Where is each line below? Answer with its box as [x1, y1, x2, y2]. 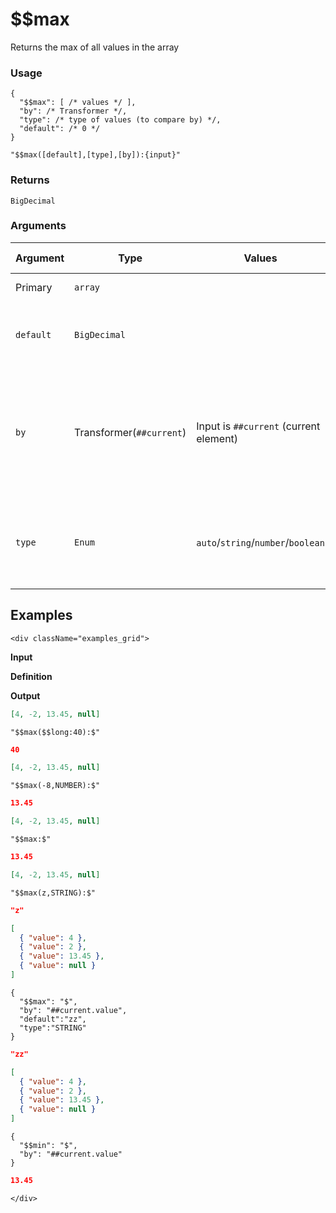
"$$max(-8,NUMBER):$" [10, 781, 101, 791]
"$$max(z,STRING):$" [10, 888, 97, 898]
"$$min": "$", [19, 1141, 78, 1151]
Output [10, 689, 41, 702]
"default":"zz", [19, 1014, 87, 1024]
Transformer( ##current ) [74, 425, 187, 439]
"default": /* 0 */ [19, 124, 101, 134]
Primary [15, 280, 53, 294]
